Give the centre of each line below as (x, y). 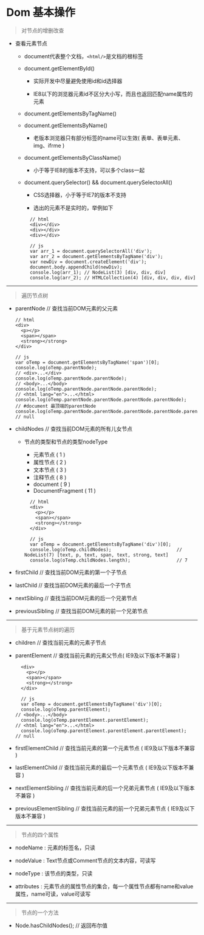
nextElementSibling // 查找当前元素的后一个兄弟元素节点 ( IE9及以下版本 (105, 788)
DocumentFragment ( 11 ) (64, 490)
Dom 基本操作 (41, 12)
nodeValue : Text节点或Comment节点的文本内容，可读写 (85, 860)
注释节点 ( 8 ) (50, 477)
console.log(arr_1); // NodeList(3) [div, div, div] (97, 272)
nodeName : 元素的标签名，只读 (55, 848)
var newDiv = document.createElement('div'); (88, 262)
